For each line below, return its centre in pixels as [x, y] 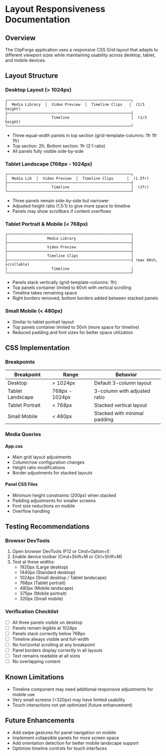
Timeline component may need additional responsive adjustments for [83, 689]
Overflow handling [31, 511]
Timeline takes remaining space [45, 293]
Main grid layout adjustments [42, 457]
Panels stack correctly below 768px [49, 633]
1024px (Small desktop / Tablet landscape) [63, 578]
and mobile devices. [26, 60]
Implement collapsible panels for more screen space [66, 738]
